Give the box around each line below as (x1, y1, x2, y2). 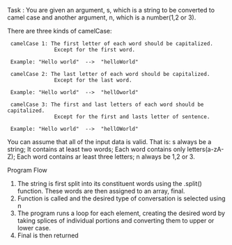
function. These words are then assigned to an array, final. (17, 187, 185, 195)
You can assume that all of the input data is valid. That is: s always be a (7, 138, 212, 145)
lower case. (17, 224, 51, 232)
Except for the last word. (54, 77, 132, 84)
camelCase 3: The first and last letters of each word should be (10, 101, 204, 108)
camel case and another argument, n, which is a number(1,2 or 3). (7, 13, 196, 22)
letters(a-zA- (187, 145, 224, 153)
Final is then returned (17, 231, 79, 239)
